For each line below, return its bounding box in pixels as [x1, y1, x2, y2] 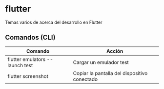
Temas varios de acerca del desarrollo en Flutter [5, 19, 102, 25]
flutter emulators [7, 56, 46, 62]
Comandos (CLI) [5, 33, 56, 42]
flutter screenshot [7, 73, 49, 79]
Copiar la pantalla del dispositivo [73, 70, 148, 76]
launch [7, 62, 23, 69]
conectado [73, 76, 98, 83]
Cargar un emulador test [73, 59, 129, 66]
